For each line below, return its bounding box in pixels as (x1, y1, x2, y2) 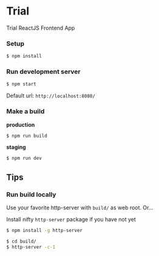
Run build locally (6, 190, 56, 199)
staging (6, 143, 26, 151)
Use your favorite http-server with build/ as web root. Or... (6, 204, 154, 211)
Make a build (6, 107, 45, 116)
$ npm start (6, 81, 36, 87)
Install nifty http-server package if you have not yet (6, 216, 137, 223)
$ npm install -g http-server (6, 228, 83, 234)
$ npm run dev (6, 156, 42, 162)
